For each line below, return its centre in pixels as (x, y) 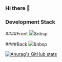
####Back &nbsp (26, 44)
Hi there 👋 (18, 8)
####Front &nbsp (26, 34)
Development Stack (30, 22)
